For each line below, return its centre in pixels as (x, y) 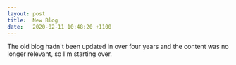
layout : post (26, 14)
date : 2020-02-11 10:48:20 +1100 (60, 27)
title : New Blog (33, 20)
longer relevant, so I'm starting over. (60, 54)
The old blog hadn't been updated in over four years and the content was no (118, 47)
